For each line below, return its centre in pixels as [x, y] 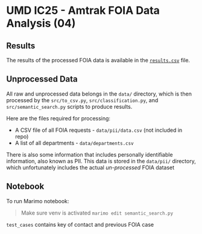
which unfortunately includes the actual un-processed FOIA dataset [90, 167]
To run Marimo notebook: [38, 201]
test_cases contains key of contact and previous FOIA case [80, 224]
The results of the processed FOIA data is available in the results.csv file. [98, 60]
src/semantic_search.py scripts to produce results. [69, 106]
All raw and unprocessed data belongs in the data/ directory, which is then [99, 94]
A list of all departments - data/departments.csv [74, 143]
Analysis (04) [41, 23]
